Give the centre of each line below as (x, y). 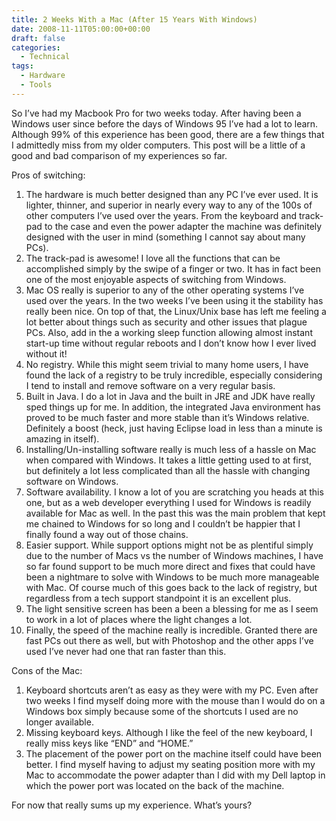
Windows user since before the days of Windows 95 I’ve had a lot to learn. (165, 123)
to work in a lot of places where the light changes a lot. (139, 619)
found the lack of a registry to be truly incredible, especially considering (174, 375)
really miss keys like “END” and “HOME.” (109, 743)
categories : (36, 47)
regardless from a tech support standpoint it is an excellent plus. (158, 598)
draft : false (38, 38)
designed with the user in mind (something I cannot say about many (165, 237)
